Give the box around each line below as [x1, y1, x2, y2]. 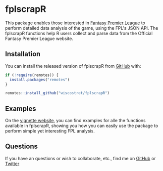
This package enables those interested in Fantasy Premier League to [5, 20, 145, 26]
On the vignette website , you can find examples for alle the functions [5, 118, 146, 124]
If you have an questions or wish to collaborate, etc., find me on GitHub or [5, 155, 156, 161]
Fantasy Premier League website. [5, 36, 73, 42]
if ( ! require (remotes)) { [5, 73, 58, 78]
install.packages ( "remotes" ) [9, 77, 70, 82]
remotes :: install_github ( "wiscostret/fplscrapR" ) [5, 90, 110, 96]
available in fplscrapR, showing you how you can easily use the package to [5, 123, 159, 129]
